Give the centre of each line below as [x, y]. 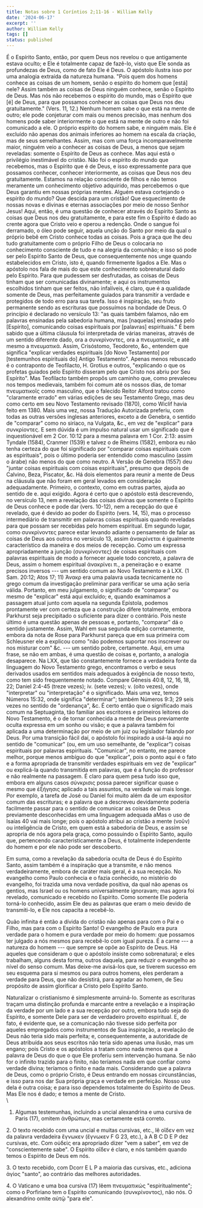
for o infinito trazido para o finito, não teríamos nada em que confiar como [98, 1062]
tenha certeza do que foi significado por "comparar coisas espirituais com [99, 449]
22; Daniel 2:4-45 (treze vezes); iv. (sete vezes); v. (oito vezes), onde [92, 686]
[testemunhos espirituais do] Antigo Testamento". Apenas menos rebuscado [101, 359]
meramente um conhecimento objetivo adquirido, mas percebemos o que [98, 186]
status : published [29, 40]
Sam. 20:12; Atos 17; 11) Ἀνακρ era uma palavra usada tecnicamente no [95, 577]
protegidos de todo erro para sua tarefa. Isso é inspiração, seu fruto [91, 301]
